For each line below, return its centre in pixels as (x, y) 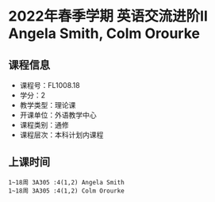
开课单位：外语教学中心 (58, 115)
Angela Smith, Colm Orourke (104, 34)
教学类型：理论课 (48, 105)
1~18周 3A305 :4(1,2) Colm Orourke (66, 191)
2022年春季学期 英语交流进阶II (108, 16)
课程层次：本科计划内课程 (61, 135)
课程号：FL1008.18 (50, 85)
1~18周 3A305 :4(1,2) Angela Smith (66, 182)
